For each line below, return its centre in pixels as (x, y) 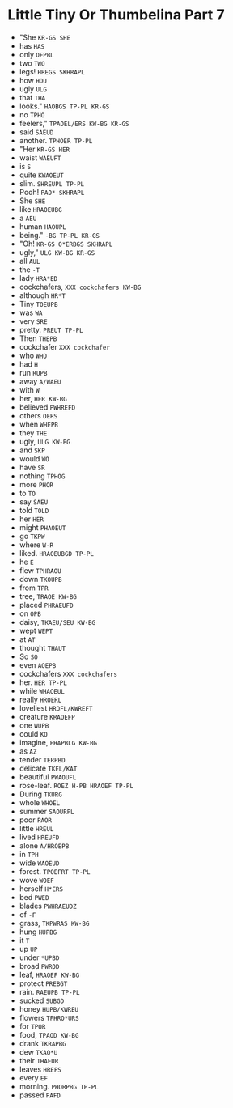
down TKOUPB (40, 579)
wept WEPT (36, 630)
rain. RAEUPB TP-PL (49, 991)
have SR (32, 467)
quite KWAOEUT (41, 175)
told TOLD (34, 510)
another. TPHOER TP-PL (56, 140)
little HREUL (36, 828)
